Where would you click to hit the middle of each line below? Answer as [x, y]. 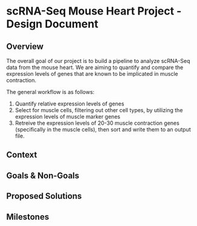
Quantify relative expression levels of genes [69, 104]
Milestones [28, 217]
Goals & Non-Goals [43, 175]
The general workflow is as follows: [50, 92]
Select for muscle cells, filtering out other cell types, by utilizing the [99, 110]
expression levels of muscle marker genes [68, 117]
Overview [25, 46]
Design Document [52, 24]
